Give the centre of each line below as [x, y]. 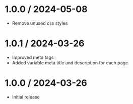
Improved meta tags [33, 57]
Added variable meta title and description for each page [70, 63]
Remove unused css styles [40, 23]
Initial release [26, 97]
